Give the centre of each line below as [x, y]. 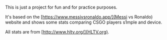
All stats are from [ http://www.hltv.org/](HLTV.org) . [57, 32]
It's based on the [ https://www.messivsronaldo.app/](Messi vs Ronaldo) [79, 17]
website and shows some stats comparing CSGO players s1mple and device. [84, 22]
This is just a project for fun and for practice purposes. [61, 7]
